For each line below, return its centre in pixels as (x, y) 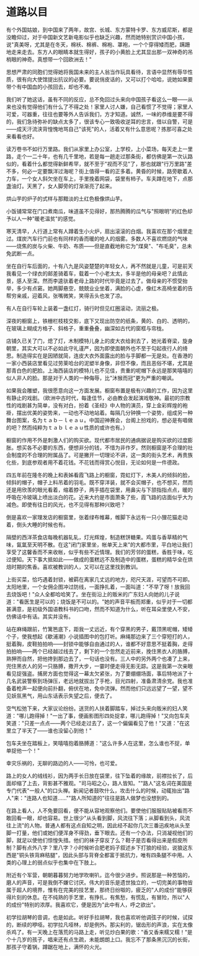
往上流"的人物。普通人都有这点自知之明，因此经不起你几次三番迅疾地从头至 (98, 825)
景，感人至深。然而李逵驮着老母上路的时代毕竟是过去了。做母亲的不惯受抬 (97, 281)
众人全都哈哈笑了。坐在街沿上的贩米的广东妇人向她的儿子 (105, 594)
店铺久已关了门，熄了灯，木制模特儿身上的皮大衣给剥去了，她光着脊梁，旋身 (99, 341)
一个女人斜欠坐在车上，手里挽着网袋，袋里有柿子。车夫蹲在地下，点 (105, 178)
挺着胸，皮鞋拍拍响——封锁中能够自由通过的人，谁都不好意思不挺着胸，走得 (99, 644)
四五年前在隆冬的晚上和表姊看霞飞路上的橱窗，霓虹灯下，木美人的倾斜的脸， (99, 475)
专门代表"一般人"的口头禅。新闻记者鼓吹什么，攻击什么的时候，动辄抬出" (95, 790)
